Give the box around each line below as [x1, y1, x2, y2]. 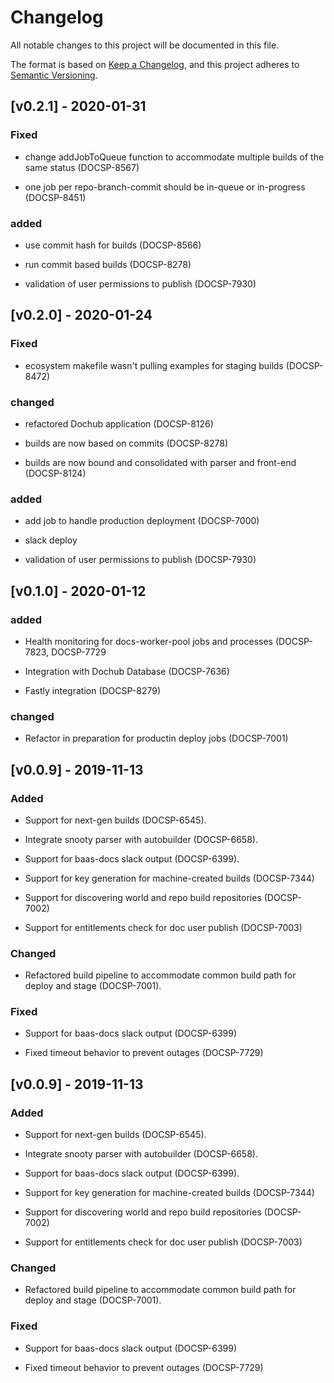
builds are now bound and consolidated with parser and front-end [24, 456, 297, 468]
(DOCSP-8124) [24, 467, 87, 479]
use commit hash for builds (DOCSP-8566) [24, 239, 202, 251]
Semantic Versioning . [10, 69, 98, 81]
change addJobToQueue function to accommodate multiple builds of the [24, 151, 325, 163]
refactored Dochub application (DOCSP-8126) [24, 417, 214, 430]
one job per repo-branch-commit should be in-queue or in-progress [24, 181, 306, 193]
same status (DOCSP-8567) [24, 161, 140, 173]
